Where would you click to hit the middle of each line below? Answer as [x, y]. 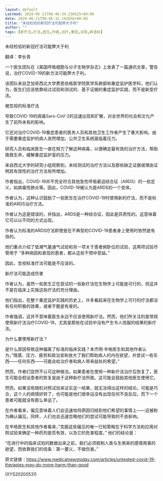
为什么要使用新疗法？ [26, 339]
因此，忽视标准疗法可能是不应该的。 [41, 263]
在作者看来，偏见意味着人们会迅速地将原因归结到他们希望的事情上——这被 [79, 410]
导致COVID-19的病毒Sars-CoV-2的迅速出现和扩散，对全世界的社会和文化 [78, 116]
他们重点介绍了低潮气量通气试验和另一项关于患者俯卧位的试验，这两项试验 [79, 247]
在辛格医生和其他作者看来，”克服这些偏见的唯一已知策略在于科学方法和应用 [79, 427]
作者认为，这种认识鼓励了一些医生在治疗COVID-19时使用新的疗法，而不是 [79, 198]
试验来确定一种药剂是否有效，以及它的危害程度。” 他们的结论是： [73, 433]
